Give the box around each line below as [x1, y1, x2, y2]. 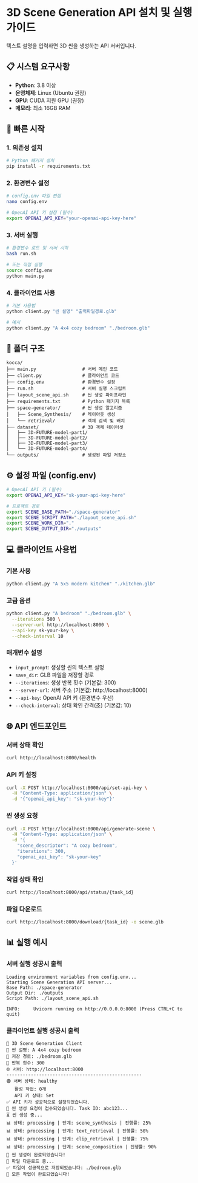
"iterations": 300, [17, 849, 67, 855]
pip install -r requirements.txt [6, 164, 91, 170]
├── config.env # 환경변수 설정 [6, 379, 116, 385]
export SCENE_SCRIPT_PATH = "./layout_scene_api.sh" [6, 514, 137, 520]
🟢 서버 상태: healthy [6, 1078, 58, 1084]
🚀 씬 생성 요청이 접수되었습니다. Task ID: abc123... [6, 1105, 128, 1111]
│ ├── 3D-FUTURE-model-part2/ [6, 435, 88, 441]
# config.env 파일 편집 [6, 193, 61, 199]
